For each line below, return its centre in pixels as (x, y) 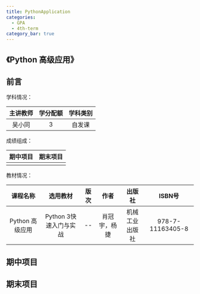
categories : (21, 17)
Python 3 (58, 216)
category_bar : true (30, 34)
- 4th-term (25, 28)
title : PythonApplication (38, 12)
